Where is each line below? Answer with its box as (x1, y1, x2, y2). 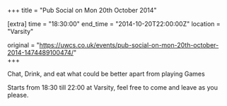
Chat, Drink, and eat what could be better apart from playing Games (7, 70, 205, 78)
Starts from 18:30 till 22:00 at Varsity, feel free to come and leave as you (7, 83, 218, 91)
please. (7, 91, 29, 99)
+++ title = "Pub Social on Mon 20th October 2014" (7, 6, 157, 14)
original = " (7, 41, 40, 49)
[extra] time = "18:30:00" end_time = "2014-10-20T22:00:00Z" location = (7, 20, 221, 28)
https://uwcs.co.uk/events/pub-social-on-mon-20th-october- (39, 41, 219, 49)
